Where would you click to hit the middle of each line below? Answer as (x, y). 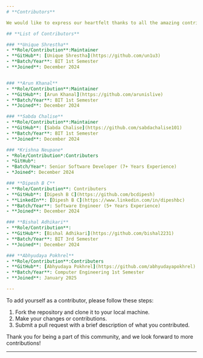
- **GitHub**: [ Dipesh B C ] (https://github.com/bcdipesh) (81, 194)
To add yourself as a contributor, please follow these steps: (80, 300)
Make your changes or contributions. (61, 318)
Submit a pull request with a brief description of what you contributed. (102, 325)
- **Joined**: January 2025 (42, 278)
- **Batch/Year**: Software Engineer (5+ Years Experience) (84, 206)
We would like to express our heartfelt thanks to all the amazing (93, 23)
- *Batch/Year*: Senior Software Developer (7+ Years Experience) (92, 167)
